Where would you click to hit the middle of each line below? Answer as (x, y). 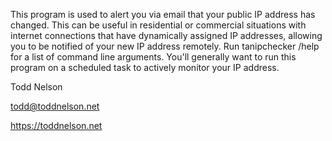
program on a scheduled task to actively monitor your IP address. (145, 67)
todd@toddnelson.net (55, 106)
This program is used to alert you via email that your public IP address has (163, 14)
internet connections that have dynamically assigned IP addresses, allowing (166, 35)
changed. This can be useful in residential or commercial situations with (158, 25)
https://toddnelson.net (56, 125)
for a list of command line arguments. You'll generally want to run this (153, 57)
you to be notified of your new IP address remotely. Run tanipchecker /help (165, 46)
